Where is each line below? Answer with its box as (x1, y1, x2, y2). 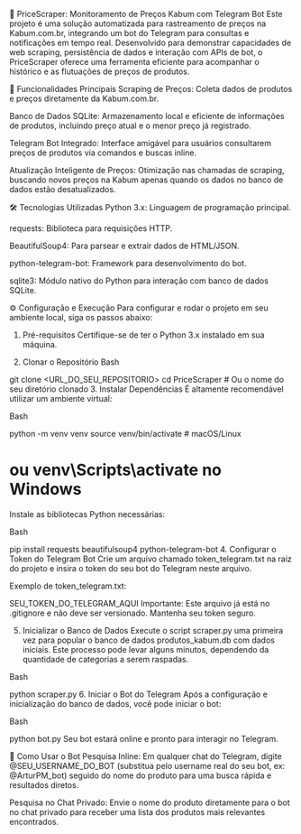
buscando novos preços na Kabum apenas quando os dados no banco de (9, 174, 284, 185)
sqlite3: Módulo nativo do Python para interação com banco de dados (9, 275, 269, 286)
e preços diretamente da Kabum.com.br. (9, 93, 160, 104)
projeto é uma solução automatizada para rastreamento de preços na (9, 18, 267, 29)
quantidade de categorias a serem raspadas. (22, 653, 189, 664)
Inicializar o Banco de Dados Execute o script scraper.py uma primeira (22, 625, 284, 635)
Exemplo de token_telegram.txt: (9, 580, 127, 591)
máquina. (22, 339, 58, 349)
